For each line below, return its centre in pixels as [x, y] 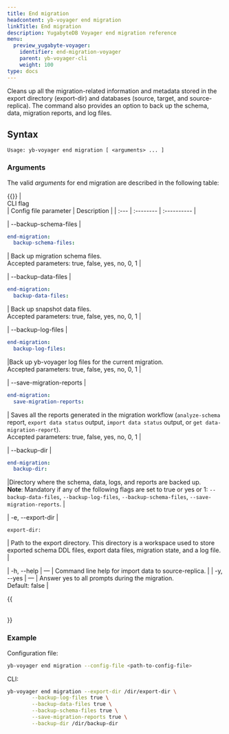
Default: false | [28, 586]
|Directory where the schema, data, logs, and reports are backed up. [104, 482]
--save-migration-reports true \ [80, 717]
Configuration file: [33, 653]
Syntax [23, 134]
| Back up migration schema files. [54, 256]
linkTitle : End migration [44, 26]
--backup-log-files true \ [70, 698]
